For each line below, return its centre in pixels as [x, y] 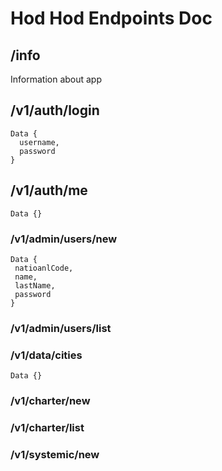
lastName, [35, 285]
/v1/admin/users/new [64, 239]
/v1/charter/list [47, 427]
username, [39, 142]
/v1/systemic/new [55, 454]
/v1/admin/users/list [61, 328]
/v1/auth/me [49, 190]
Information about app [56, 79]
